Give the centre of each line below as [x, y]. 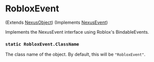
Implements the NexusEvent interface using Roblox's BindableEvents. [77, 32]
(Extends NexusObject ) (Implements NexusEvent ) [57, 22]
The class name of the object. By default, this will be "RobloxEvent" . [75, 55]
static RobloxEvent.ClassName [42, 44]
